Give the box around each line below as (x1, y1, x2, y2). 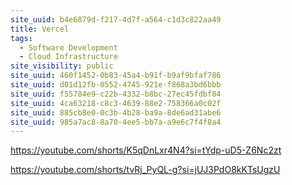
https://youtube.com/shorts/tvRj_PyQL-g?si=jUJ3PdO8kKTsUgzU (10, 164, 281, 176)
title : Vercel (10, 24, 70, 34)
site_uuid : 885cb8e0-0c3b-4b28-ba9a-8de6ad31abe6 (10, 107, 222, 118)
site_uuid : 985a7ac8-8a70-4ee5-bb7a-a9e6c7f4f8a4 (10, 117, 222, 127)
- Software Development (19, 42, 118, 53)
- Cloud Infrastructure (19, 52, 118, 62)
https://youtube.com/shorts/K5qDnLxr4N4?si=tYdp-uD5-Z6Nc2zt (10, 144, 282, 156)
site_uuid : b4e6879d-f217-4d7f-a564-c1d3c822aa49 (10, 14, 222, 25)
